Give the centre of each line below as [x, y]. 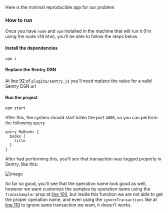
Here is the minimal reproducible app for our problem [60, 7]
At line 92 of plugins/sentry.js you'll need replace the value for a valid [78, 81]
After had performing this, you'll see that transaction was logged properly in [83, 159]
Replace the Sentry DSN [31, 70]
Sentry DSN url [21, 86]
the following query [25, 123]
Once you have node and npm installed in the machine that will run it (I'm [78, 31]
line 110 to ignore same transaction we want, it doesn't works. [68, 204]
